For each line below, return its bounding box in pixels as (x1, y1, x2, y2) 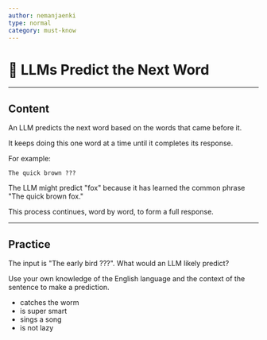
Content (8, 102, 50, 115)
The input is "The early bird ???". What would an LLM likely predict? (8, 258, 230, 268)
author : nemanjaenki (8, 11, 77, 20)
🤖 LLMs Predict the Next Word (8, 60, 210, 79)
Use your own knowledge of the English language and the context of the (8, 273, 246, 283)
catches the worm (19, 297, 79, 307)
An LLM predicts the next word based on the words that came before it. (8, 123, 242, 133)
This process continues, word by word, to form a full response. (8, 207, 215, 217)
